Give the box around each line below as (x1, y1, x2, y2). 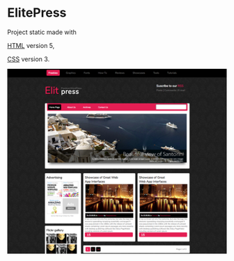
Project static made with (7, 28, 77, 36)
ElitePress (7, 5, 67, 21)
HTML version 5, (7, 41, 55, 49)
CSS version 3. (7, 54, 50, 63)
